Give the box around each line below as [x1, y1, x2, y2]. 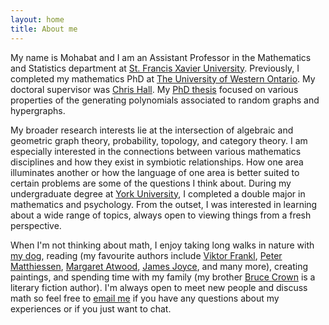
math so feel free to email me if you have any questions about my [10, 292, 280, 304]
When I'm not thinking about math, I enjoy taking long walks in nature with [10, 239, 315, 251]
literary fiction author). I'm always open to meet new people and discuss [10, 281, 308, 293]
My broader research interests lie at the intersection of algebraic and [10, 124, 294, 136]
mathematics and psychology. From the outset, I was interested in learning [10, 198, 318, 210]
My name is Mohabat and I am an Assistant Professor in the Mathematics [10, 51, 312, 63]
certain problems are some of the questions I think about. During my [10, 177, 292, 189]
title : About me [10, 24, 78, 34]
